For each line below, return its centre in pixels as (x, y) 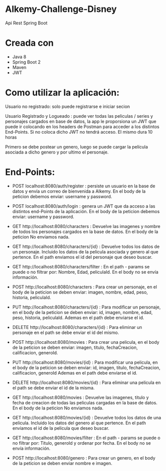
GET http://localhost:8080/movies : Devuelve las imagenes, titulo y (81, 397)
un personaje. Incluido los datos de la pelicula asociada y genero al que (85, 251)
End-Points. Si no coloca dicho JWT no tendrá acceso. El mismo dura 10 (79, 132)
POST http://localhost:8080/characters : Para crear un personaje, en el (84, 287)
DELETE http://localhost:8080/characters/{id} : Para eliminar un (77, 327)
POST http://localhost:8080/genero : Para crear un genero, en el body (84, 458)
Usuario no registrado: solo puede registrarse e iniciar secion (68, 106)
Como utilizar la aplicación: (62, 93)
